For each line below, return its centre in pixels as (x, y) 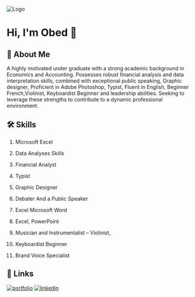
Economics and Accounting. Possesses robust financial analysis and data (95, 74)
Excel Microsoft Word (41, 210)
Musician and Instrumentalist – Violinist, (63, 233)
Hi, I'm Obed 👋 (42, 33)
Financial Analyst (36, 165)
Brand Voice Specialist (42, 255)
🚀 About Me (28, 54)
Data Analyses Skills (40, 153)
